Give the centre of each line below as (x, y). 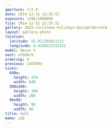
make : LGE (15, 118)
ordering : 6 (17, 59)
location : (15, 37)
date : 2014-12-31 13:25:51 (32, 14)
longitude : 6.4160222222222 (38, 46)
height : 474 (26, 77)
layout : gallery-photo (28, 32)
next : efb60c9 (19, 55)
